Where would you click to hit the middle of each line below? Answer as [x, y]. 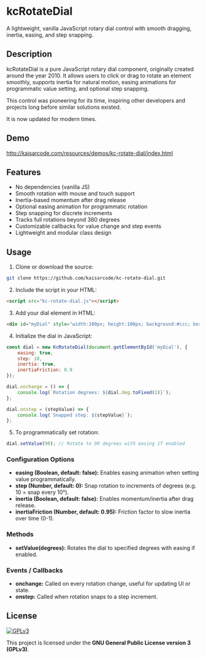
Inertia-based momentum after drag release [71, 200]
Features [24, 172]
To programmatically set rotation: [57, 433]
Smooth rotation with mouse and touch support [75, 194]
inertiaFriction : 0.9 [45, 370]
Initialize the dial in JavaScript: [54, 335]
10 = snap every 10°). [42, 492]
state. [22, 590]
